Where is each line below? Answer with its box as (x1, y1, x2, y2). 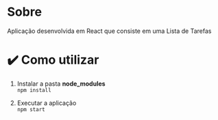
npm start (16, 106, 46, 113)
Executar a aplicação (16, 99, 77, 107)
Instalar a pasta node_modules (16, 80, 106, 88)
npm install (16, 86, 51, 93)
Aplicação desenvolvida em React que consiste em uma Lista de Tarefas (7, 27, 212, 35)
